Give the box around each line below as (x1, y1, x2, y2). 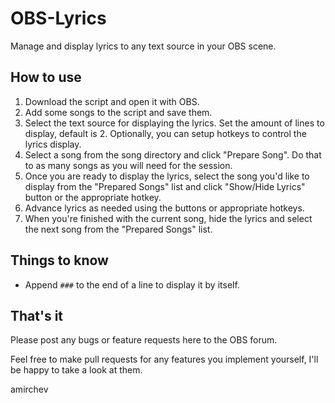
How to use (10, 69, 82, 86)
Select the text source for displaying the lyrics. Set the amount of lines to (24, 117, 325, 129)
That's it (10, 307, 64, 324)
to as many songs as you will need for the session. (24, 159, 233, 171)
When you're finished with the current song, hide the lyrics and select (24, 212, 313, 224)
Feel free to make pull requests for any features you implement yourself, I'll (10, 353, 319, 366)
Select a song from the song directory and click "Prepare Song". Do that (24, 148, 322, 161)
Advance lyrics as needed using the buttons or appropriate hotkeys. (24, 202, 305, 214)
